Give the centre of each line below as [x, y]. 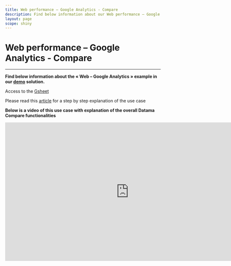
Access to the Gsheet [27, 91]
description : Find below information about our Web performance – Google [83, 14]
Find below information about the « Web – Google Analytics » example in [81, 76]
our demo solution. [25, 82]
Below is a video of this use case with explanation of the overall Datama [80, 110]
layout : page [19, 19]
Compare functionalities [31, 116]
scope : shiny [19, 23]
